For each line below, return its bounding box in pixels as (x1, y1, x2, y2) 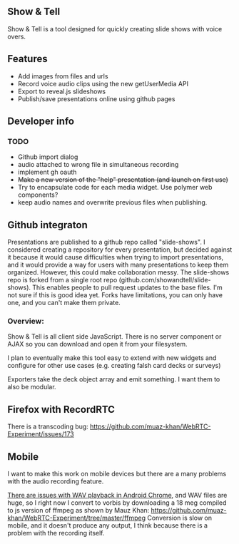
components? (17, 190, 59, 199)
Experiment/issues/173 (7, 430, 74, 438)
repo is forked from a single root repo (7, 276, 118, 284)
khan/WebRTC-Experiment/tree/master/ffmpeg (7, 513, 146, 523)
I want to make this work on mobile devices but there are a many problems (7, 470, 227, 478)
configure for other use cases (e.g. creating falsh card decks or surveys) (7, 361, 221, 370)
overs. (7, 32, 26, 41)
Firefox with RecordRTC (7, 403, 116, 416)
